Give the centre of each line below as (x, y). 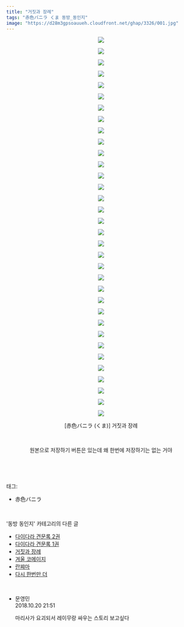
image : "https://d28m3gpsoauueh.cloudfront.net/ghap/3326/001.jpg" (93, 23)
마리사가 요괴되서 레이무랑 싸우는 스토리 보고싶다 (72, 618)
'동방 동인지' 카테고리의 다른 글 (42, 524)
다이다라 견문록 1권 (37, 544)
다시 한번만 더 (31, 574)
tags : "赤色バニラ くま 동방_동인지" (47, 18)
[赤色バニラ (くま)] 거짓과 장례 (101, 425)
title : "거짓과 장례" (30, 12)
